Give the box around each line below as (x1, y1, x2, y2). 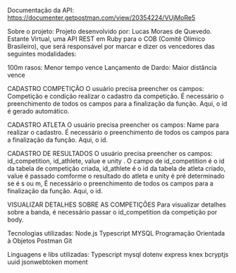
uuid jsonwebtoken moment (7, 257, 88, 266)
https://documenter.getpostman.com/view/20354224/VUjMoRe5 (7, 13, 196, 22)
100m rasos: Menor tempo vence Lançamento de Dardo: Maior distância (7, 63, 217, 71)
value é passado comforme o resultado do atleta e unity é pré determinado (7, 172, 225, 180)
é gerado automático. (7, 107, 70, 115)
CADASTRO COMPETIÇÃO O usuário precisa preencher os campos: (7, 85, 204, 92)
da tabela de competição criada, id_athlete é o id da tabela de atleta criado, (7, 164, 226, 172)
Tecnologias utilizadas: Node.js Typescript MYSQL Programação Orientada (7, 229, 225, 237)
